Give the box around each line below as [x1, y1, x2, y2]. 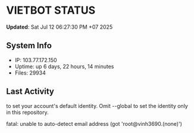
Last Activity [6, 86, 55, 97]
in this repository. [6, 109, 49, 116]
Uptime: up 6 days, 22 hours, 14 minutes [14, 63, 114, 70]
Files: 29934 [14, 69, 46, 76]
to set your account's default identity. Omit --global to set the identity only [6, 102, 189, 109]
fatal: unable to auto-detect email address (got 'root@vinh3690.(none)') [6, 120, 183, 127]
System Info [6, 41, 52, 51]
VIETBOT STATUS [6, 4, 96, 17]
